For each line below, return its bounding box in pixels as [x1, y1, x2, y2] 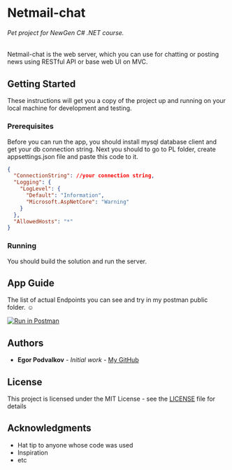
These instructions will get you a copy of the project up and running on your [7, 97, 226, 105]
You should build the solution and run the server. [7, 257, 147, 265]
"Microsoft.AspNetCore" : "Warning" [25, 198, 130, 205]
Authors [7, 337, 44, 349]
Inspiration [17, 448, 48, 457]
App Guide [7, 277, 55, 289]
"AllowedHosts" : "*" [13, 218, 73, 225]
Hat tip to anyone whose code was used [17, 441, 133, 449]
